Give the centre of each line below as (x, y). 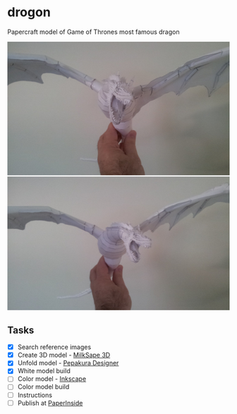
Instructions (35, 395)
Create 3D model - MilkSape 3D (64, 355)
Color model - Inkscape (52, 379)
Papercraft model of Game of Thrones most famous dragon (93, 32)
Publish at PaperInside (50, 403)
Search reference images (54, 347)
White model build (44, 371)
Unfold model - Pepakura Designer (68, 363)
